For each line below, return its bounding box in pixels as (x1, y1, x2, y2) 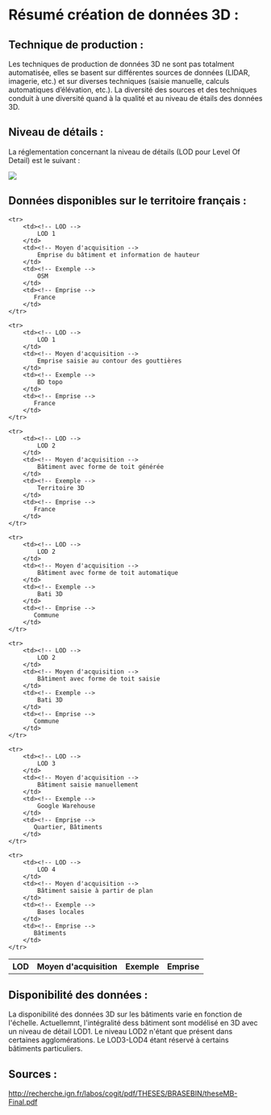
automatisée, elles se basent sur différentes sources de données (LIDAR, (8, 68, 250, 78)
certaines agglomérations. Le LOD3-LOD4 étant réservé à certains (8, 1035, 229, 1045)
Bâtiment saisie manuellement (37, 781, 139, 789)
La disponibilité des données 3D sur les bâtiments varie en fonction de (8, 1009, 243, 1019)
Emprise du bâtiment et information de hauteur (37, 250, 200, 259)
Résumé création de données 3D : (8, 6, 240, 24)
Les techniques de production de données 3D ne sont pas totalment (8, 59, 235, 69)
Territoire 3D (37, 484, 85, 492)
